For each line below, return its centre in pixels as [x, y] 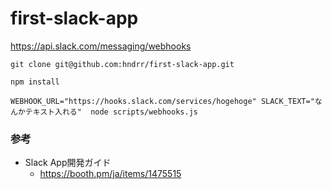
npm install [35, 82]
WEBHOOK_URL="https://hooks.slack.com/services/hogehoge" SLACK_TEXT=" [162, 101]
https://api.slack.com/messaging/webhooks [101, 46]
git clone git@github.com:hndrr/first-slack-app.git [122, 64]
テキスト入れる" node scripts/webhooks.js [111, 112]
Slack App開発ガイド [68, 163]
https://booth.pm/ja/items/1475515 [110, 174]
